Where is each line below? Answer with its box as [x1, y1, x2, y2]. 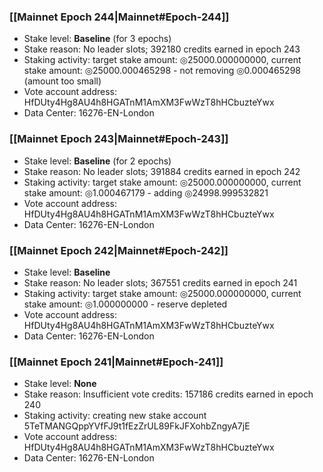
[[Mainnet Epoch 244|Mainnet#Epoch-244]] [9, 10, 230, 24]
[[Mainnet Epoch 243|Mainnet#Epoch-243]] [9, 132, 229, 146]
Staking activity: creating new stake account [23, 410, 207, 422]
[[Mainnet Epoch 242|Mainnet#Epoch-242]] [9, 243, 229, 257]
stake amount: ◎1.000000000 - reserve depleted [23, 298, 228, 310]
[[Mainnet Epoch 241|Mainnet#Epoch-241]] [9, 355, 224, 369]
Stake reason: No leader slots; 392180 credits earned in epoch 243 [23, 43, 301, 55]
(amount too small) [23, 75, 102, 87]
